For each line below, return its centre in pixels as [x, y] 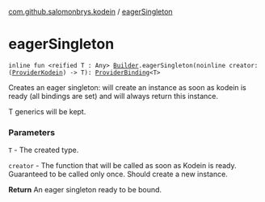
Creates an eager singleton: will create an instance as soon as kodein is [127, 87]
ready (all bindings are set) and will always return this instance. [114, 96]
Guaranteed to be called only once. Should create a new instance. [118, 174]
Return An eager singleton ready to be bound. [85, 190]
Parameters [32, 132]
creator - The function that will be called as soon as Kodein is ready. [122, 166]
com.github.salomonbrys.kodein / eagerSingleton [90, 12]
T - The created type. [44, 150]
